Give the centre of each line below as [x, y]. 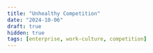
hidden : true [26, 33]
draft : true [24, 26]
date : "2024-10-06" [35, 20]
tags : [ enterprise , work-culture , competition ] [77, 39]
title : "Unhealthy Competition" [54, 13]
